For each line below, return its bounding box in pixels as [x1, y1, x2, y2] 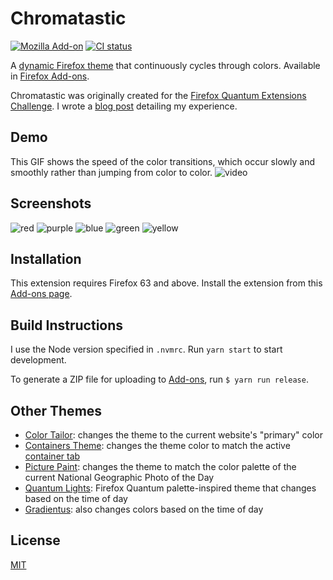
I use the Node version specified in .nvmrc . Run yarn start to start [10, 343, 283, 356]
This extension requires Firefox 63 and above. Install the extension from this [10, 277, 323, 289]
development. [10, 354, 67, 366]
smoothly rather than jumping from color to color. [10, 166, 213, 178]
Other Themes [10, 402, 103, 419]
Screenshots [10, 195, 92, 212]
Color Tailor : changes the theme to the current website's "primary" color [24, 429, 323, 441]
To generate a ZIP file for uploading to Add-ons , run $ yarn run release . [10, 373, 309, 386]
